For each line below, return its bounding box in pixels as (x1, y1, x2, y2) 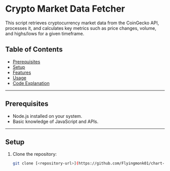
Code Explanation (12, 80, 50, 86)
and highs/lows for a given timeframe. (5, 30, 84, 36)
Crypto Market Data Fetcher (5, 3, 125, 15)
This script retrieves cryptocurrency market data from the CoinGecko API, (5, 20, 159, 26)
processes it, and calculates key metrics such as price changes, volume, (5, 25, 157, 31)
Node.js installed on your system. (12, 113, 82, 119)
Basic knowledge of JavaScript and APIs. (12, 118, 99, 124)
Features (12, 69, 31, 75)
